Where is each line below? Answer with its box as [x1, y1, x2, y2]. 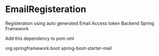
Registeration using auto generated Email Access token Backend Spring [5, 20, 154, 26]
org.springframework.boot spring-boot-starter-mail [5, 45, 112, 51]
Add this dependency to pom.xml [5, 35, 74, 41]
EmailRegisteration [5, 4, 87, 15]
